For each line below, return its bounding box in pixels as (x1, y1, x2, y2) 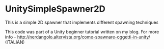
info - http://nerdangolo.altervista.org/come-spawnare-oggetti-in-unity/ (5, 34, 151, 40)
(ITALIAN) (5, 39, 25, 45)
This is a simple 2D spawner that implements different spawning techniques (5, 19, 159, 25)
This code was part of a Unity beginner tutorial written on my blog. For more (5, 29, 159, 34)
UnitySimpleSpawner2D (5, 3, 106, 15)
